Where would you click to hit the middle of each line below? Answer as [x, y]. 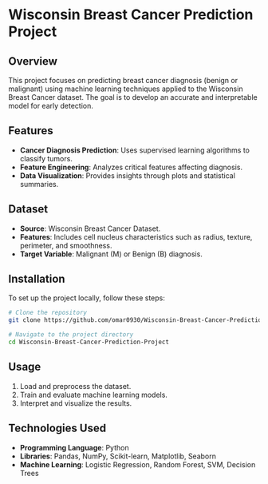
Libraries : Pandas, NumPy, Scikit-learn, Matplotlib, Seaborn [118, 456]
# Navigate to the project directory [71, 335]
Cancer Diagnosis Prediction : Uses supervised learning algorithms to [134, 150]
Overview [33, 61]
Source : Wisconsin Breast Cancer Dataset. [90, 228]
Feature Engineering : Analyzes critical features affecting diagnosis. [131, 167]
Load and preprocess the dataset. [75, 386]
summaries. [39, 184]
